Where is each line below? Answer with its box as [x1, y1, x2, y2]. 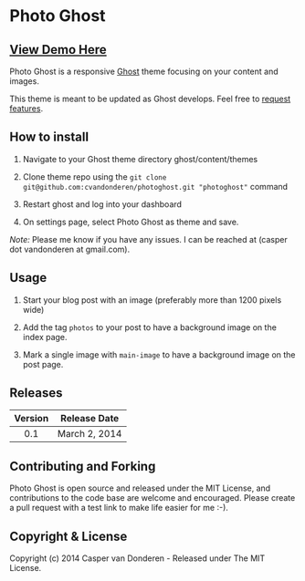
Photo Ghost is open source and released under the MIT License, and [9, 482, 271, 493]
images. [9, 76, 39, 87]
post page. [22, 358, 64, 369]
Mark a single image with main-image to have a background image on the [22, 348, 296, 360]
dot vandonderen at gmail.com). [9, 244, 131, 254]
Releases [9, 385, 63, 401]
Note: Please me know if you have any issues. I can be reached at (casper [9, 233, 288, 244]
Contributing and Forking [9, 458, 156, 474]
